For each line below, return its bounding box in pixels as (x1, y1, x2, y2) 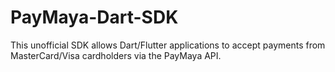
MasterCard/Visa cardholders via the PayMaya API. (10, 49, 222, 61)
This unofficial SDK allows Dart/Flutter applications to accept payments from (10, 39, 326, 51)
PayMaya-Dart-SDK (10, 6, 179, 29)
